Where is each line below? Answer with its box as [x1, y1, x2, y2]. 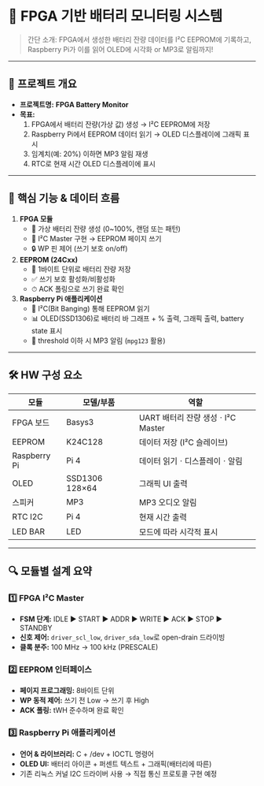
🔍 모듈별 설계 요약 [8, 564, 93, 578]
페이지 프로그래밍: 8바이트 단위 [19, 686, 115, 695]
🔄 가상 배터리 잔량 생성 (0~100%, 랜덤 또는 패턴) [31, 224, 181, 233]
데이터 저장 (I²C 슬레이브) [138, 437, 229, 448]
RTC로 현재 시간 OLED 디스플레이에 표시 [31, 158, 156, 168]
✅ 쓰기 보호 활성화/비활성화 [31, 274, 115, 284]
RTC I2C [12, 512, 43, 523]
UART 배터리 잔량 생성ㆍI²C [138, 412, 236, 423]
